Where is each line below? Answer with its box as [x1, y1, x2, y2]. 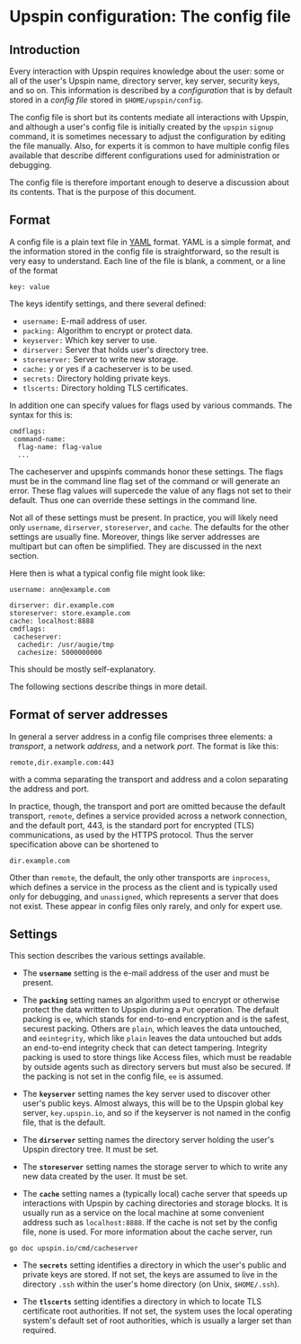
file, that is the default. [22, 1117, 106, 1128]
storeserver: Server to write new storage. [22, 353, 179, 365]
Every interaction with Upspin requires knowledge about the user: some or [9, 66, 285, 76]
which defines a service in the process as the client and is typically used [9, 881, 279, 892]
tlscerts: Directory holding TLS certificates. [22, 382, 189, 393]
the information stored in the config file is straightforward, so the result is [9, 245, 280, 257]
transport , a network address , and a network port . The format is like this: [9, 740, 279, 751]
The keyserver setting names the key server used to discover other [22, 1089, 271, 1100]
